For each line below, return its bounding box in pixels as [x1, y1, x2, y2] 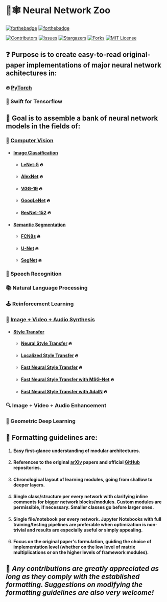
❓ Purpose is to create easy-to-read [6, 50, 122, 59]
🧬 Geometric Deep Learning [6, 417, 76, 425]
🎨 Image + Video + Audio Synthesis [6, 316, 95, 323]
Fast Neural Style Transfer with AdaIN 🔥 [20, 388, 107, 394]
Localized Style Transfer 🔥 [20, 352, 79, 359]
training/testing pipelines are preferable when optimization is [13, 521, 146, 527]
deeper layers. [13, 482, 45, 488]
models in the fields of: [6, 122, 81, 130]
